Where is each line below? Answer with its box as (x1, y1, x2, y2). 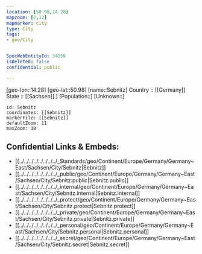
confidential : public (6, 64, 61, 70)
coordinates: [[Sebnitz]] (6, 109, 71, 115)
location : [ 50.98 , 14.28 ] (6, 8, 69, 15)
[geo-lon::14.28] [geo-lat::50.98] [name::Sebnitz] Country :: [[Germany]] (6, 86, 186, 94)
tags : (6, 31, 20, 37)
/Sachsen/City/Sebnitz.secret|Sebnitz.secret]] (14, 241, 130, 248)
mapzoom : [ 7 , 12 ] (6, 14, 47, 21)
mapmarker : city (6, 20, 47, 26)
